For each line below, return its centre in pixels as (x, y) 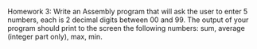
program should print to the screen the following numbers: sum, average (127, 28)
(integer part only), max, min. (55, 36)
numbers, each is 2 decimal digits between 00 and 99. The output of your (128, 20)
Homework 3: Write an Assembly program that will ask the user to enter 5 (128, 11)
